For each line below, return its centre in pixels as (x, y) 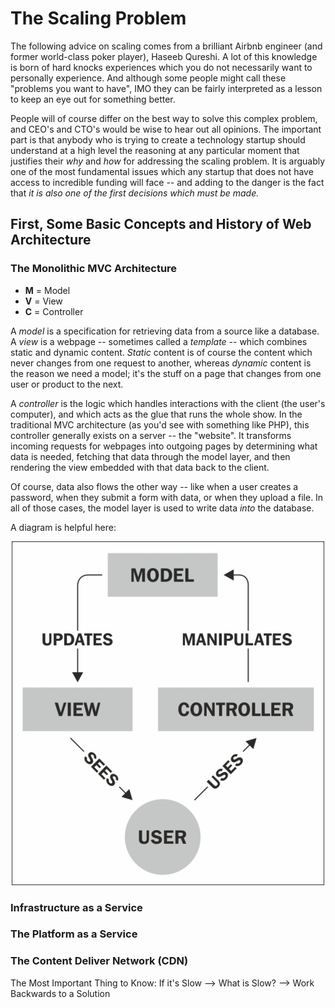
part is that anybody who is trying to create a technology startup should (158, 139)
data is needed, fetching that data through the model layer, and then (150, 456)
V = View (43, 301)
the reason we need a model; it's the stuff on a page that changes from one (166, 373)
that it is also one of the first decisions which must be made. (135, 193)
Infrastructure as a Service (76, 907)
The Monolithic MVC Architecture (94, 269)
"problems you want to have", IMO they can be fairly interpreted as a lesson (166, 88)
